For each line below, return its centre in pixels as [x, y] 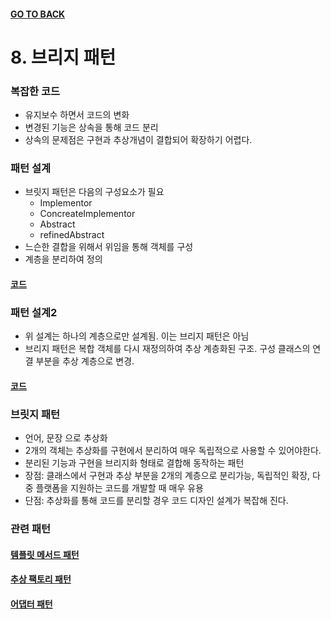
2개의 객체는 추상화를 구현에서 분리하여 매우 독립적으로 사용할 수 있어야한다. [173, 451]
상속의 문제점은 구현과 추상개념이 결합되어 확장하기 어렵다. [138, 140]
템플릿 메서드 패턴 [45, 554]
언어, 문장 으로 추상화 [66, 438]
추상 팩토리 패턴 [41, 579]
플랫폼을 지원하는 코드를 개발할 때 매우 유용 [119, 488]
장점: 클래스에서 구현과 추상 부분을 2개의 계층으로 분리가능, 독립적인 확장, [167, 476]
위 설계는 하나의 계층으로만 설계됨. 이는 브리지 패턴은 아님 [137, 336]
